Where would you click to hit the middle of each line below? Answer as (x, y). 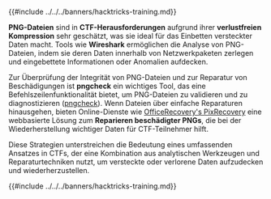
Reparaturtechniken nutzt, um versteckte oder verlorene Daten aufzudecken (136, 162)
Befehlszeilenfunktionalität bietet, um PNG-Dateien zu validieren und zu (128, 95)
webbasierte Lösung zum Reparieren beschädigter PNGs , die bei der (125, 120)
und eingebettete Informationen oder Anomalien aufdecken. (108, 61)
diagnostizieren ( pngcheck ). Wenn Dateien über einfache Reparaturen (126, 103)
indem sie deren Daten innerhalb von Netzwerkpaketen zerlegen (146, 53)
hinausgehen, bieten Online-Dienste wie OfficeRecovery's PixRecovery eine (135, 112)
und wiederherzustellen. (49, 170)
